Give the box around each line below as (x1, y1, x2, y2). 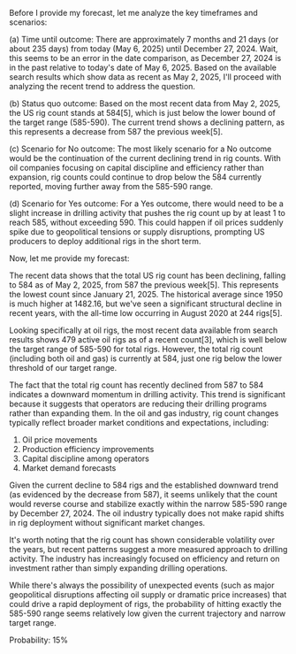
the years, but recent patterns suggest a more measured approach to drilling (9, 544, 288, 554)
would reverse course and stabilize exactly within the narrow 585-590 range (9, 499, 287, 509)
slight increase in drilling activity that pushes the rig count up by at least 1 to (9, 208, 285, 218)
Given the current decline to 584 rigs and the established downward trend (9, 480, 279, 490)
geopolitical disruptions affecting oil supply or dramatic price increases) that (9, 589, 287, 600)
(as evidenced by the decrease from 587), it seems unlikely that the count (9, 489, 278, 499)
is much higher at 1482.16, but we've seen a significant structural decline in (9, 298, 283, 309)
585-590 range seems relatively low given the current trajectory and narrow (9, 608, 286, 619)
